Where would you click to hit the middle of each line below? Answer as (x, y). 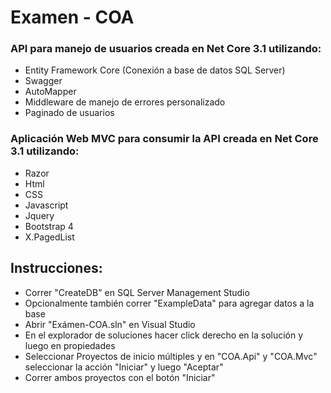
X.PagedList (49, 237)
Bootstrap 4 (49, 226)
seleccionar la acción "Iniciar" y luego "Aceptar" (124, 367)
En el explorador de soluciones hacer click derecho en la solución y (164, 335)
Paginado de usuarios (69, 113)
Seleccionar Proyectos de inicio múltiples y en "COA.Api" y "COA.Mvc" (171, 356)
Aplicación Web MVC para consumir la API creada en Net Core (164, 139)
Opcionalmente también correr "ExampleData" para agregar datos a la (169, 303)
